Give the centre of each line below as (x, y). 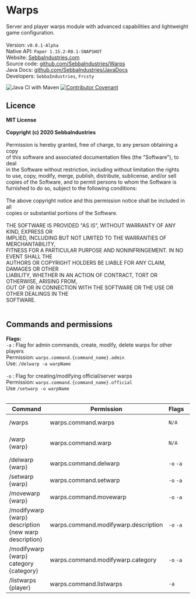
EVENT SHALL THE (29, 256)
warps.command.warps (82, 423)
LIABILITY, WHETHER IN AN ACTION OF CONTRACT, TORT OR (82, 275)
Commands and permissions (59, 325)
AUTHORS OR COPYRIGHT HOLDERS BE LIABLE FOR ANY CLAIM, (86, 262)
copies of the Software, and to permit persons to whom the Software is (91, 182)
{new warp (24, 532)
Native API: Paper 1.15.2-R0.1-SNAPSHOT (54, 51)
